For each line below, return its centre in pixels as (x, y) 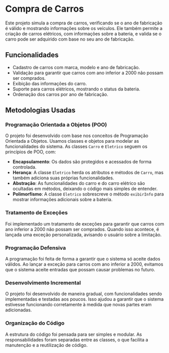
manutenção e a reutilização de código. (46, 345)
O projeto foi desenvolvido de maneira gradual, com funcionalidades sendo (84, 294)
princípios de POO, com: (31, 152)
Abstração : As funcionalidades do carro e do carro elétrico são (79, 183)
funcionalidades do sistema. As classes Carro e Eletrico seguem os (76, 147)
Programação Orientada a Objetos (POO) (56, 125)
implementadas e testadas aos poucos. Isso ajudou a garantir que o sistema (85, 299)
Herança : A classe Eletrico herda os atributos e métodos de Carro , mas (88, 173)
